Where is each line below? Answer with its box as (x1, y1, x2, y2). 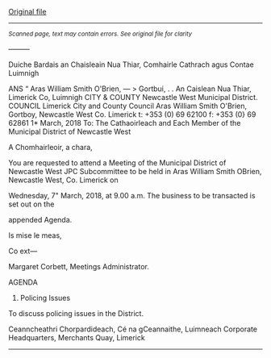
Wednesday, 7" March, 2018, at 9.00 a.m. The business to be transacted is (8, 191, 256, 200)
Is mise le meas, (8, 231, 62, 240)
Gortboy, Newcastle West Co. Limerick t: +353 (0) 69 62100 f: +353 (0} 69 (8, 110, 256, 119)
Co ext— (8, 246, 38, 256)
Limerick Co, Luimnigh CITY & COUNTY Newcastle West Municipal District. (8, 93, 258, 102)
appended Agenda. (8, 215, 73, 224)
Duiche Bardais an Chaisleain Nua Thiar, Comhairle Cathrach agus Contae (8, 60, 254, 69)
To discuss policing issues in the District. (8, 309, 144, 318)
